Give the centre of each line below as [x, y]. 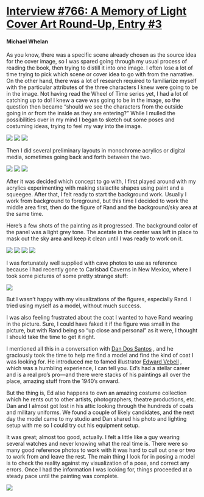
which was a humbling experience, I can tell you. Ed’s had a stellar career [98, 368]
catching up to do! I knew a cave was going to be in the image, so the [93, 100]
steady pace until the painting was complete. [62, 476]
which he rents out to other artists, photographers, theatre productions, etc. [101, 399]
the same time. [25, 214]
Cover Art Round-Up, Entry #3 [84, 24]
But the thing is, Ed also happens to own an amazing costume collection [97, 393]
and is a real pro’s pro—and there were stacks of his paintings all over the [98, 375]
